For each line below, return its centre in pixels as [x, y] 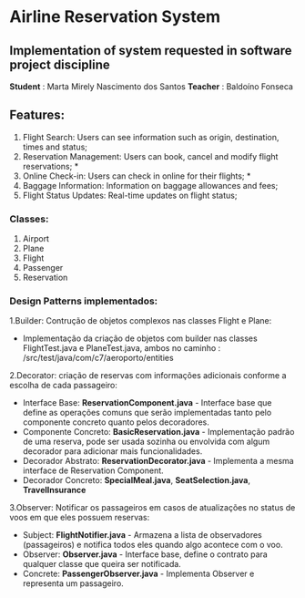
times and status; [55, 147]
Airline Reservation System [115, 17]
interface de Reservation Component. [93, 470]
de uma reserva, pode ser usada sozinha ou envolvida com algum [146, 442]
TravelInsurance [54, 490]
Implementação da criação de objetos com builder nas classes [140, 338]
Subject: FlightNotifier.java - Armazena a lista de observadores [142, 535]
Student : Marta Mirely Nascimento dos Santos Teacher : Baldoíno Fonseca [152, 87]
